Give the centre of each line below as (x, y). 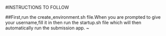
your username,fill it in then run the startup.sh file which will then (73, 23)
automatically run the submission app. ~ (47, 28)
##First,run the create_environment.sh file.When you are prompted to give (83, 17)
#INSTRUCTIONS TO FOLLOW (37, 7)
